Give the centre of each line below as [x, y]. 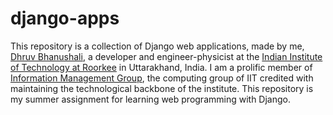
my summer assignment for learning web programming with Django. [150, 99]
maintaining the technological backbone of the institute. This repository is [162, 88]
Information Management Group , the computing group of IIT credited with [162, 78]
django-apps [65, 18]
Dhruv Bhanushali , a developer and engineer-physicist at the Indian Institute [166, 56]
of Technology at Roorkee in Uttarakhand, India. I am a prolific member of [161, 67]
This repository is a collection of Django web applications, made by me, [157, 46]
